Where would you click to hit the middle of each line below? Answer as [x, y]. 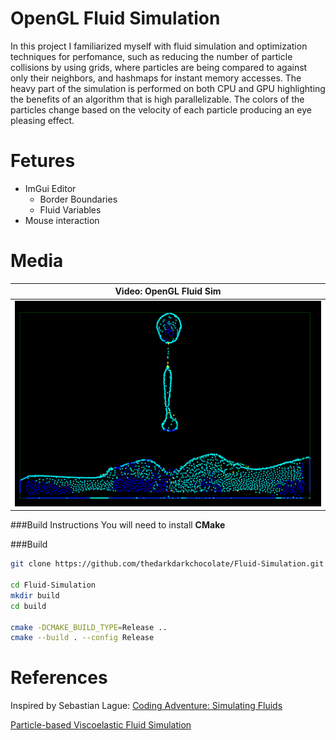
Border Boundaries [78, 199]
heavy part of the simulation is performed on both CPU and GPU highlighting [168, 88]
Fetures [43, 161]
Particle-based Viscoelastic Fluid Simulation [101, 725]
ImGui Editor [50, 188]
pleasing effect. [42, 120]
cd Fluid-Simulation [53, 585]
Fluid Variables [70, 209]
